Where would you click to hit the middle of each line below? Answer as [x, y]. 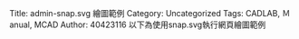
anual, [21, 24]
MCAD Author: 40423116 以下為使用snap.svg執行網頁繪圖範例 [150, 24]
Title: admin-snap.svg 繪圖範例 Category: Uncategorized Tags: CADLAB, [145, 13]
